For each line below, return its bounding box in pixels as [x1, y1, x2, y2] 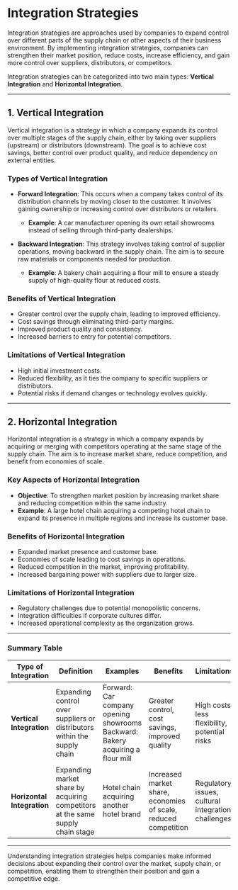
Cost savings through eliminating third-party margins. [17, 317, 174, 326]
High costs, [195, 700, 233, 710]
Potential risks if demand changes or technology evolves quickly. [17, 388, 208, 398]
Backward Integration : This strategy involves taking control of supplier [17, 240, 225, 249]
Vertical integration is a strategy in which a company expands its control [7, 125, 218, 134]
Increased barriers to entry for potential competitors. [17, 332, 172, 341]
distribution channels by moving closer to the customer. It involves [17, 197, 212, 206]
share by [55, 782, 85, 792]
